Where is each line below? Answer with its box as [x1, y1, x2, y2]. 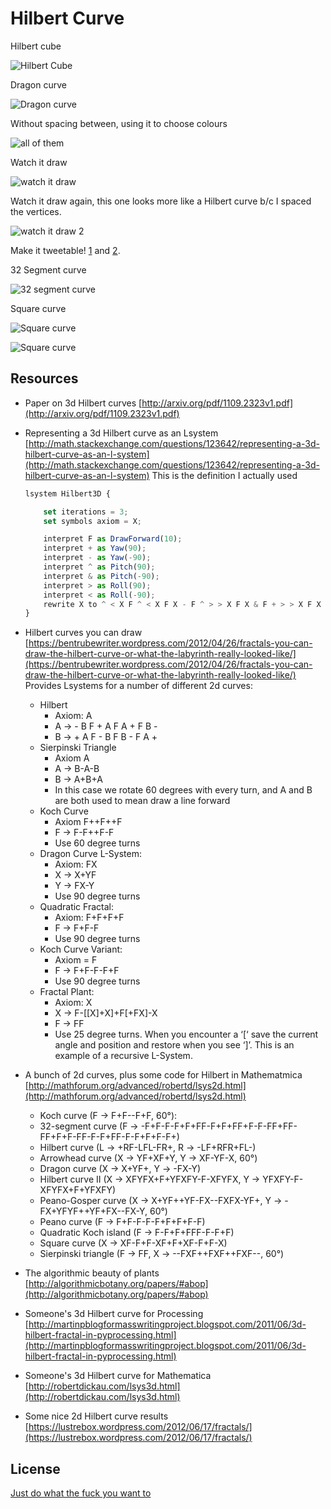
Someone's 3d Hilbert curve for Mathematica [24, 1370, 212, 1382]
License [10, 1460, 61, 1477]
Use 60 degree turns [54, 837, 141, 849]
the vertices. [10, 205, 62, 217]
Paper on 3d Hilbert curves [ [24, 397, 143, 409]
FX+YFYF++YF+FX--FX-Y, [39, 1205, 148, 1217]
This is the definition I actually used [151, 469, 298, 481]
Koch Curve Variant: [39, 943, 123, 956]
